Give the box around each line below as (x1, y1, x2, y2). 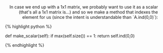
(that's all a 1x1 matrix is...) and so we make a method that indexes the (18, 9, 158, 15)
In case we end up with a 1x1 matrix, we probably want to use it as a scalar (9, 4, 158, 10)
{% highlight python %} (5, 24, 52, 29)
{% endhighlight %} (5, 42, 45, 48)
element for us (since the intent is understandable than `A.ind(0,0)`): (22, 14, 158, 20)
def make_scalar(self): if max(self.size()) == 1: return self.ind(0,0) (5, 33, 135, 39)
